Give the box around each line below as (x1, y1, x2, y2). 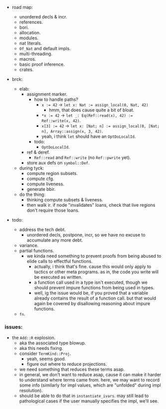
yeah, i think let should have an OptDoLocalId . (41, 134, 136, 139)
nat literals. (19, 40, 42, 46)
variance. (19, 243, 39, 248)
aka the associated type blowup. (19, 340, 86, 346)
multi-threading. (19, 51, 53, 57)
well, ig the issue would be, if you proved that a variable (34, 290, 149, 296)
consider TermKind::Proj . (19, 350, 72, 357)
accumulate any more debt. (26, 237, 83, 243)
